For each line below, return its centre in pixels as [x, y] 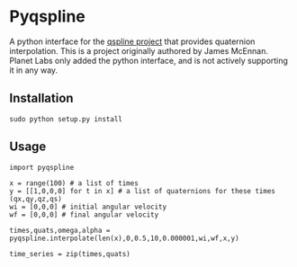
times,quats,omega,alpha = [60, 230]
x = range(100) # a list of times [74, 183]
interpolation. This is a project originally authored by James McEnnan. [139, 50]
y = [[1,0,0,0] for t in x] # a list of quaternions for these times [143, 191]
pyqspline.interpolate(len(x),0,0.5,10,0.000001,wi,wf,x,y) [125, 238]
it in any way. [34, 70]
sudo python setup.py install [66, 119]
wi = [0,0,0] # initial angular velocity [88, 207]
